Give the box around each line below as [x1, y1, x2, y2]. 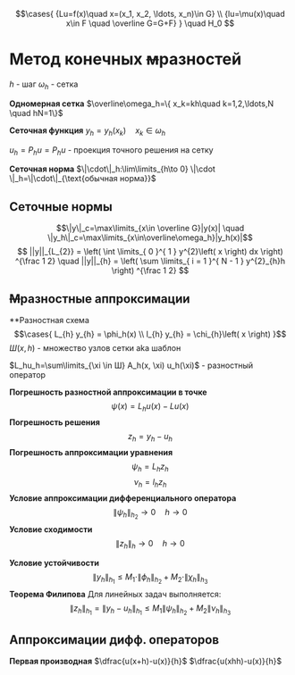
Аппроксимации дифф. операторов [9, 632, 220, 647]
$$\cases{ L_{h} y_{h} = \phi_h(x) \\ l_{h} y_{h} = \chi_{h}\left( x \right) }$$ [13, 329, 287, 339]
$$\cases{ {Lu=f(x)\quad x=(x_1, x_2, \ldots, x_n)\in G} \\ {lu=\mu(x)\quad [14, 9, 286, 19]
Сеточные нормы [9, 199, 114, 214]
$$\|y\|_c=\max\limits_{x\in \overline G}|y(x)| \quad [55, 223, 245, 234]
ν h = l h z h [133, 477, 167, 490]
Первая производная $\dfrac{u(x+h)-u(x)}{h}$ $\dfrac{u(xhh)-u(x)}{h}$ [9, 656, 282, 667]
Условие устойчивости [9, 558, 100, 569]
